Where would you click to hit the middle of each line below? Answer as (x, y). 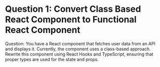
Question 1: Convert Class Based (73, 9)
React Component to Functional (71, 19)
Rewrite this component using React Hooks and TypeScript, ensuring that (79, 54)
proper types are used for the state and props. (52, 59)
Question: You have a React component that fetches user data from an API (80, 43)
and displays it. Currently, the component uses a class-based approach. (78, 49)
